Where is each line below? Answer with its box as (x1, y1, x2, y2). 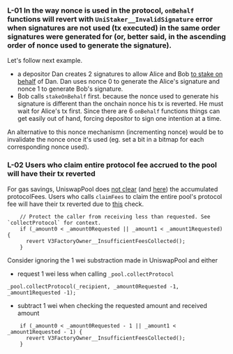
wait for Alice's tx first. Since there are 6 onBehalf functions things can (17, 107, 220, 115)
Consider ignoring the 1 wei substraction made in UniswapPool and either (7, 256, 218, 264)
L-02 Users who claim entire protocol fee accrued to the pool (7, 160, 218, 170)
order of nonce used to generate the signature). (7, 40, 172, 50)
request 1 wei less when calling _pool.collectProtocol (17, 270, 174, 278)
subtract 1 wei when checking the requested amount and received (17, 301, 207, 309)
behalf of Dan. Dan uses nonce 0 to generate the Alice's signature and (17, 78, 220, 86)
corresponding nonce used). (7, 142, 89, 152)
